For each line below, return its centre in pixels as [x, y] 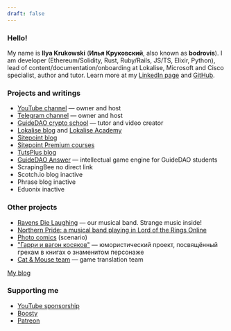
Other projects [32, 207]
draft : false [26, 14]
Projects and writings [44, 93]
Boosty [27, 313]
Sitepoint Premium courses [56, 145]
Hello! [17, 37]
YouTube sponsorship [48, 305]
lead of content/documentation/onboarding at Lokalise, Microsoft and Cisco [115, 67]
